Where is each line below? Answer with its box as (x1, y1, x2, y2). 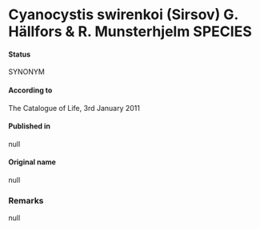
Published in (8, 121, 50, 131)
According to (8, 85, 53, 95)
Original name (8, 157, 56, 167)
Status (8, 49, 31, 59)
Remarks (8, 195, 44, 206)
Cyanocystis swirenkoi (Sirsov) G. (8, 6, 238, 24)
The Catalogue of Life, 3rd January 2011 (8, 103, 140, 113)
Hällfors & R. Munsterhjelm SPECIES (8, 22, 252, 41)
